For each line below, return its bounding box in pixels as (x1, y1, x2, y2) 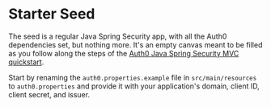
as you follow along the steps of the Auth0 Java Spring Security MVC (8, 48, 239, 58)
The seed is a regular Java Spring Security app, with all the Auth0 (8, 31, 227, 41)
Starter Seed (8, 5, 95, 23)
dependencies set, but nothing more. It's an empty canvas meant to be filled (8, 39, 263, 49)
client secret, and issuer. (8, 89, 91, 99)
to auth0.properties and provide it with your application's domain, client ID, (8, 81, 260, 91)
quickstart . (8, 57, 44, 67)
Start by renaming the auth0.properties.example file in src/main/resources (8, 72, 257, 82)
